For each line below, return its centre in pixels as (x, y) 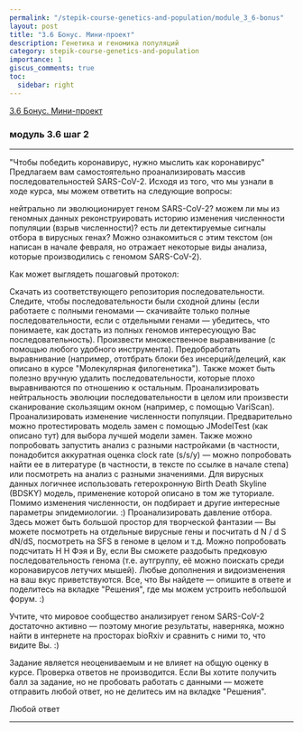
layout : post (34, 26)
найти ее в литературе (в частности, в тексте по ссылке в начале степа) (149, 464)
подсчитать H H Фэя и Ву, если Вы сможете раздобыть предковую (138, 550)
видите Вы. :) (35, 645)
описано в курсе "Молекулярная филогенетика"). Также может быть (142, 368)
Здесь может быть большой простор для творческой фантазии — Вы (143, 521)
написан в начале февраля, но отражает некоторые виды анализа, (138, 247)
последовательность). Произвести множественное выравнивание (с (142, 339)
